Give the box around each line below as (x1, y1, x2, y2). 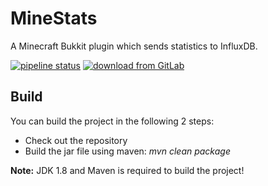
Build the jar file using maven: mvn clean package (24, 145, 231, 157)
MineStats (10, 7, 98, 30)
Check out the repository (24, 134, 128, 146)
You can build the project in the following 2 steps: (10, 115, 215, 127)
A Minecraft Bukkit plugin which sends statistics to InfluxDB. (10, 40, 258, 52)
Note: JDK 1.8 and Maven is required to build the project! (10, 164, 245, 176)
